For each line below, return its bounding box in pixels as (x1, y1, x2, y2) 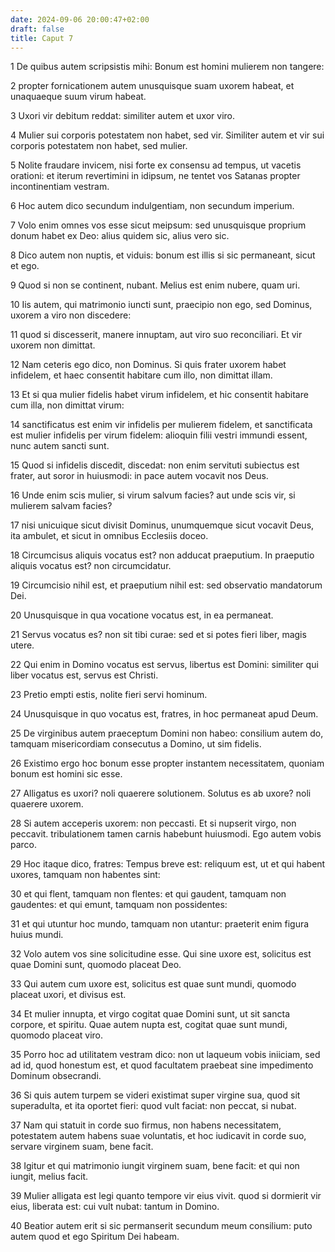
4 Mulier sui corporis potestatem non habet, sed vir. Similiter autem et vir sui (10, 129, 325, 141)
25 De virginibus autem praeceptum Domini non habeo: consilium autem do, (10, 727, 324, 740)
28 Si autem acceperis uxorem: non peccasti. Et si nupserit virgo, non (10, 817, 297, 830)
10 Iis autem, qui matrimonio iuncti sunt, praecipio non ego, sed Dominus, (10, 299, 313, 311)
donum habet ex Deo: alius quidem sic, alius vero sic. (10, 230, 230, 242)
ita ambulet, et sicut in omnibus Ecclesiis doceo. (10, 530, 209, 542)
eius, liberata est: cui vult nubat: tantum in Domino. (10, 1201, 220, 1213)
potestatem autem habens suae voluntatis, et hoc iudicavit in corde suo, (10, 1130, 307, 1142)
